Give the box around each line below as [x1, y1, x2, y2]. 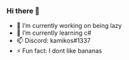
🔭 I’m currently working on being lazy [16, 22, 122, 30]
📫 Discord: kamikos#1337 [16, 37, 91, 45]
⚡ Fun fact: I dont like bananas [16, 47, 102, 55]
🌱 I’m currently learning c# [16, 29, 92, 37]
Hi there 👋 [6, 6, 40, 16]
